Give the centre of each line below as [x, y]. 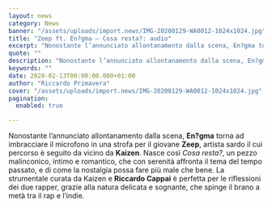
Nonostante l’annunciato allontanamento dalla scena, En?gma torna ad [126, 136]
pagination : [28, 98]
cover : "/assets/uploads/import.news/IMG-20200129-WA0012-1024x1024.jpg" [136, 91]
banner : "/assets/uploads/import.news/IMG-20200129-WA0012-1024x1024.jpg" [137, 31]
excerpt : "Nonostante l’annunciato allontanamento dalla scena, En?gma [132, 46]
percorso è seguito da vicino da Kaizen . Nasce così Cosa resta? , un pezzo [133, 153]
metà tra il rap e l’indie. [47, 196]
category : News [34, 23]
